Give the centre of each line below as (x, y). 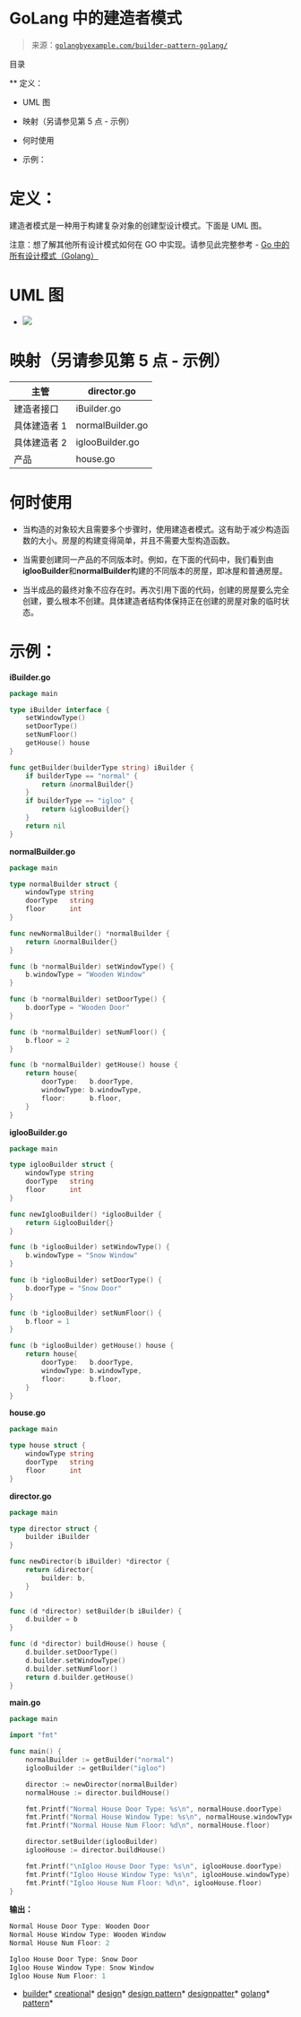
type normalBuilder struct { (64, 884)
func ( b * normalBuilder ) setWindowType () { (92, 966)
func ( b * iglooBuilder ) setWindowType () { (90, 1248)
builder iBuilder (58, 1537)
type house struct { (48, 1446)
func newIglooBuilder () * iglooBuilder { (86, 1214)
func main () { (36, 1752)
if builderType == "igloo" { (80, 801)
